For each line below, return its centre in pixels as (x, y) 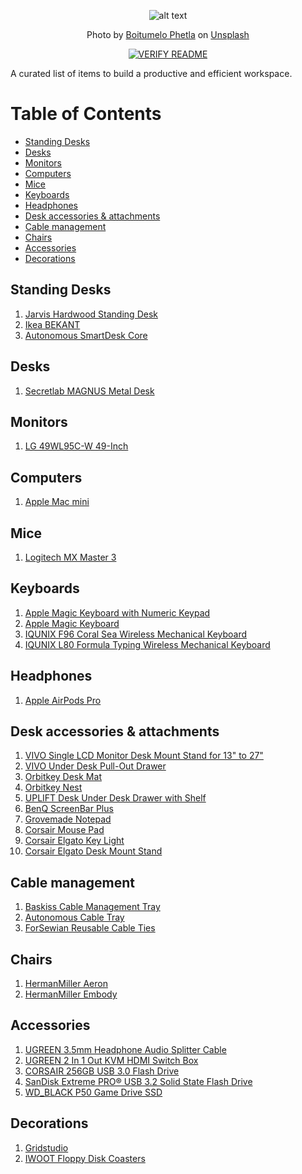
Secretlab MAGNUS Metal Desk (89, 391)
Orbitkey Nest (53, 787)
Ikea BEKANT (52, 324)
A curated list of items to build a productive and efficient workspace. (151, 73)
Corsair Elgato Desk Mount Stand (93, 851)
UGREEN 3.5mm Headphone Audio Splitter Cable (125, 1049)
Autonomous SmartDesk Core (86, 335)
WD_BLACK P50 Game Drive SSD (93, 1092)
